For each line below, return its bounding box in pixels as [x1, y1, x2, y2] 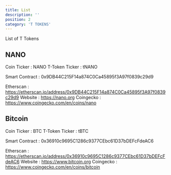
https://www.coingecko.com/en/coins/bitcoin [5, 164, 100, 170]
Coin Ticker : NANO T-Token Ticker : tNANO [5, 64, 98, 70]
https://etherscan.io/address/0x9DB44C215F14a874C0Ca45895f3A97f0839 [5, 89, 166, 95]
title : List [5, 7, 31, 13]
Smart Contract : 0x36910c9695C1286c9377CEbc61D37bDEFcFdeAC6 [5, 138, 154, 144]
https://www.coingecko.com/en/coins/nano [5, 100, 97, 106]
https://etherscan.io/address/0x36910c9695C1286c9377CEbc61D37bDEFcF [5, 153, 165, 159]
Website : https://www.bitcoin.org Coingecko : [20, 158, 118, 164]
